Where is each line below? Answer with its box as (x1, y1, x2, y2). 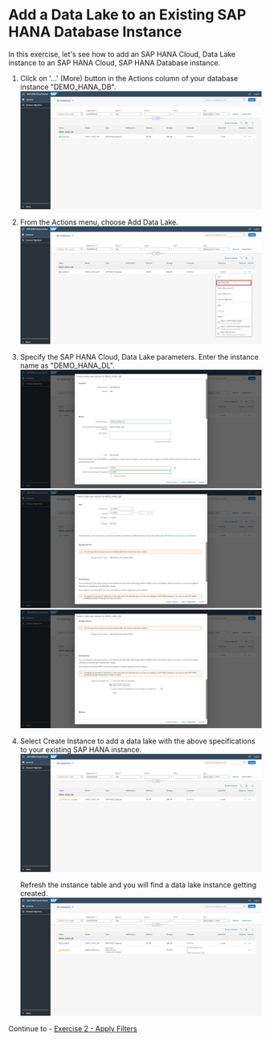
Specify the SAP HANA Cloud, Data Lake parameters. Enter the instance (19, 352, 259, 362)
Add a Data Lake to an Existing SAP (8, 6, 247, 24)
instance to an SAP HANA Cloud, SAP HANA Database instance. (8, 58, 221, 68)
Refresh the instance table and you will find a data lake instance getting (19, 879, 257, 890)
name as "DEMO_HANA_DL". (19, 360, 115, 371)
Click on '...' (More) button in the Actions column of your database (19, 73, 239, 83)
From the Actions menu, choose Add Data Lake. (19, 217, 178, 227)
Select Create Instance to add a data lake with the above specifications (19, 736, 256, 746)
